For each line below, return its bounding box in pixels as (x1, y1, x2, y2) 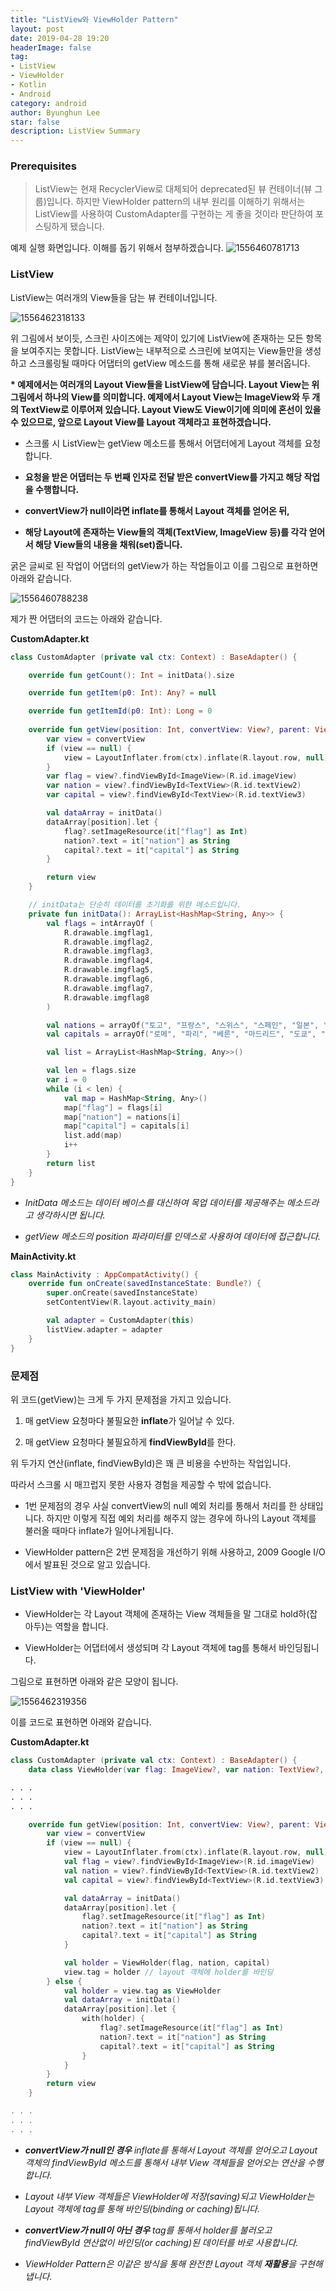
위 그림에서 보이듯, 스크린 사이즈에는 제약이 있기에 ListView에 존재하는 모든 (10, 332, 304, 344)
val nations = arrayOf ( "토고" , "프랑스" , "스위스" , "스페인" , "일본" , (46, 1020, 320, 1030)
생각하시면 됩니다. (35, 1209, 106, 1221)
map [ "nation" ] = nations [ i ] (63, 1112, 182, 1122)
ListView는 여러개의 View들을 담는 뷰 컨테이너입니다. (10, 291, 218, 303)
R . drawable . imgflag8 (63, 992, 150, 1003)
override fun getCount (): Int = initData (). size (28, 670, 235, 680)
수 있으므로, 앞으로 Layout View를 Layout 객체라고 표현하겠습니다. (10, 416, 272, 428)
